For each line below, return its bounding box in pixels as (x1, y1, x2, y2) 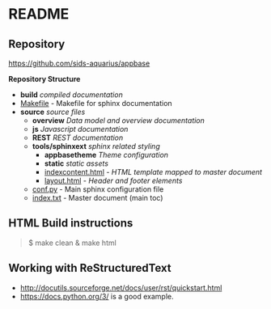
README (8, 5, 70, 23)
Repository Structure (8, 74, 81, 83)
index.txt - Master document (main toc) (32, 193, 163, 202)
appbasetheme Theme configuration (44, 150, 168, 159)
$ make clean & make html (28, 238, 117, 248)
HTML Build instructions (8, 216, 133, 231)
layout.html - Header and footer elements (44, 176, 183, 185)
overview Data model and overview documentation (32, 116, 205, 125)
